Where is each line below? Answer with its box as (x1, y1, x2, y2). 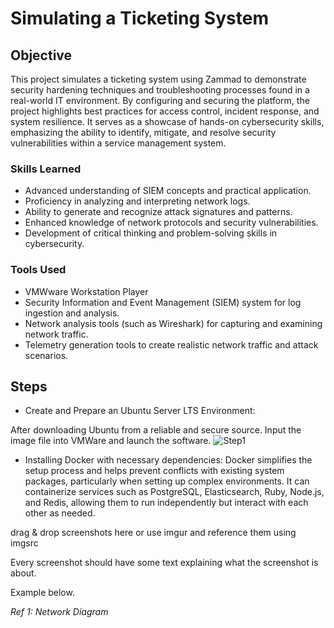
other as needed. (24, 507, 96, 519)
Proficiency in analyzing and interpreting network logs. (24, 195, 251, 207)
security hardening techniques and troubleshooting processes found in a (10, 84, 310, 96)
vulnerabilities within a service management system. (10, 137, 227, 149)
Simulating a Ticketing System (10, 7, 269, 30)
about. (10, 567, 37, 579)
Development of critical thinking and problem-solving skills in (24, 227, 278, 239)
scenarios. (24, 349, 69, 361)
